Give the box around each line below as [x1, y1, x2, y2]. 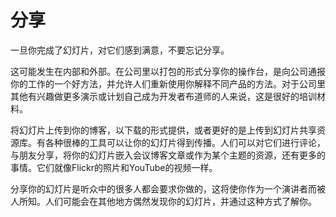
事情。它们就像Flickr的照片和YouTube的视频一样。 [10, 161, 218, 173]
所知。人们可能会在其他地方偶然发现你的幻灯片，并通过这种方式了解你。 [18, 195, 317, 207]
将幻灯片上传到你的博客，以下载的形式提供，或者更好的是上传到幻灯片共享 [10, 124, 317, 136]
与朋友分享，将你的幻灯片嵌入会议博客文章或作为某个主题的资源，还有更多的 [10, 149, 326, 161]
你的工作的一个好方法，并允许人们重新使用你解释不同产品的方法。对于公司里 [10, 77, 326, 90]
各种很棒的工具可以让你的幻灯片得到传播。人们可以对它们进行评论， [44, 136, 326, 148]
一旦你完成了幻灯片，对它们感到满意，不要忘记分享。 [10, 44, 230, 56]
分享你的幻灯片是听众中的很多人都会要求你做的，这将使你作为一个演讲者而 [10, 182, 317, 195]
